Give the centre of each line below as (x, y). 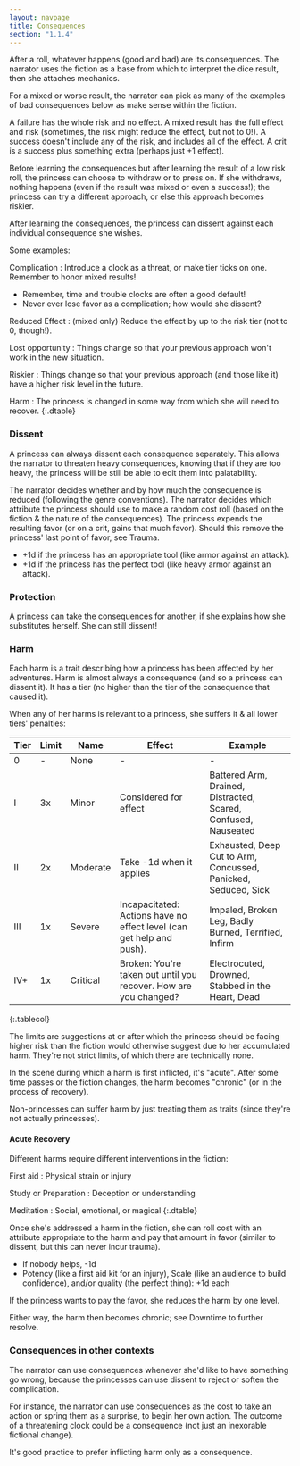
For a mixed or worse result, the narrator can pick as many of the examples (147, 96)
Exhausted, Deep (245, 845)
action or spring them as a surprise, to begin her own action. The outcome (146, 1415)
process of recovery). (49, 1092)
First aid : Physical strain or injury (71, 1176)
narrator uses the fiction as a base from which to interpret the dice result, (144, 69)
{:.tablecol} (30, 1020)
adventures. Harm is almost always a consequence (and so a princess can (146, 678)
